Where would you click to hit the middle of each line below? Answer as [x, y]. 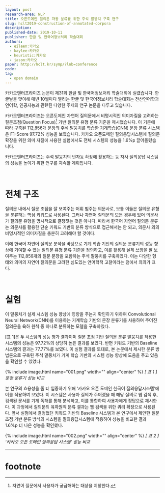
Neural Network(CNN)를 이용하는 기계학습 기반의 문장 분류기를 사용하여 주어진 [81, 320]
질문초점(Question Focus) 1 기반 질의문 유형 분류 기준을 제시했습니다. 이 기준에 [80, 121]
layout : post [18, 10]
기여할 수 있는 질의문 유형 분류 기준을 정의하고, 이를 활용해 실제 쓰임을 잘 [83, 250]
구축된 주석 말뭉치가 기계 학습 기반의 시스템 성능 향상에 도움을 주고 [85, 355]
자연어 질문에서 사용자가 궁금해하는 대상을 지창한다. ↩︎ [64, 486]
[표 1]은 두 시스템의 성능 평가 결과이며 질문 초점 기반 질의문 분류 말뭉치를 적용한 [81, 337]
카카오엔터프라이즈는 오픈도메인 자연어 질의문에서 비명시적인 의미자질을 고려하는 [82, 116]
